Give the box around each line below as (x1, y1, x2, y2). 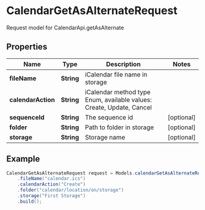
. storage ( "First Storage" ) (17, 193, 86, 199)
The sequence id (85, 113, 133, 121)
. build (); (17, 198, 43, 204)
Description (106, 59, 141, 68)
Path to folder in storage (85, 123, 154, 132)
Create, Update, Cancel (85, 103, 153, 111)
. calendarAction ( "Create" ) (17, 181, 86, 187)
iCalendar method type (85, 88, 151, 96)
